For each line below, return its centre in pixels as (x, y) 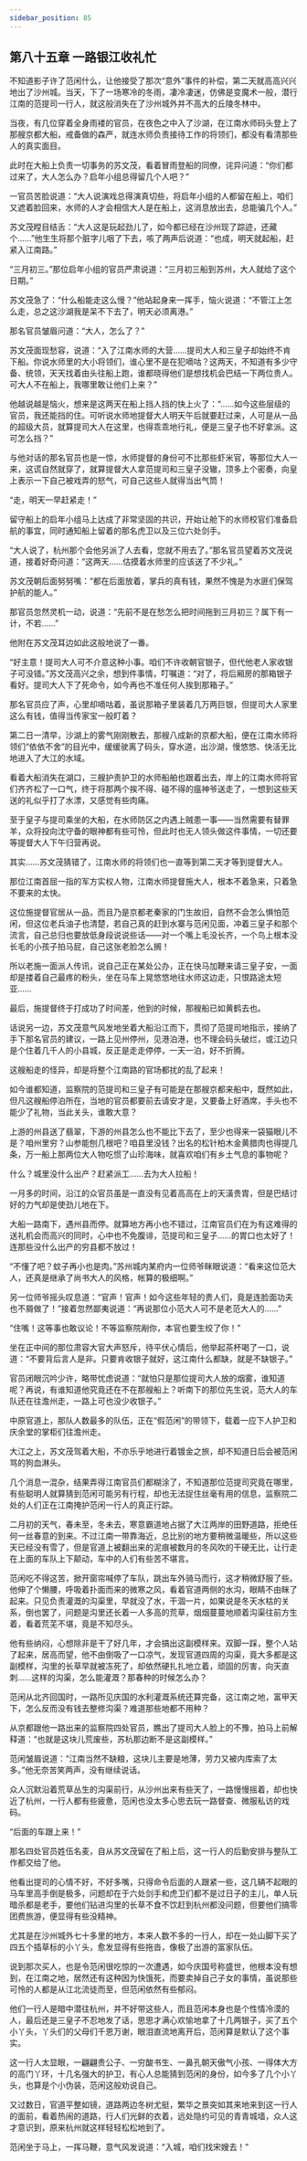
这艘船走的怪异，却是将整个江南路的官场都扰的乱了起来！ (117, 1070)
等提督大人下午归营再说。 (58, 842)
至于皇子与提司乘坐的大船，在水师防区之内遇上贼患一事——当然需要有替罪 (149, 820)
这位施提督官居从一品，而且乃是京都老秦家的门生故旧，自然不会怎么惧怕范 (149, 912)
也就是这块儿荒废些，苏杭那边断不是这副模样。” (125, 1739)
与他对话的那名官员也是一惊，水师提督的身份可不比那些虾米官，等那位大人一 (153, 458)
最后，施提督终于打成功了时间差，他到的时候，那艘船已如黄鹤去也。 (138, 1008)
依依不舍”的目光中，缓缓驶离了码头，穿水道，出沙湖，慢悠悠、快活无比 (163, 747)
